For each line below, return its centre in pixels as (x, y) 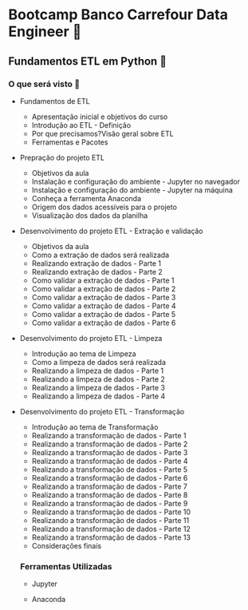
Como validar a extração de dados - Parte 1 (103, 280)
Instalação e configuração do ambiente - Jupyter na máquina (132, 190)
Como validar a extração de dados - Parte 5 (104, 314)
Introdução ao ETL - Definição (81, 125)
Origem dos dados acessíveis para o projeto (104, 207)
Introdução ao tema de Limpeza (84, 354)
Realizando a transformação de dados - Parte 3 (110, 452)
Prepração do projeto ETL (62, 157)
